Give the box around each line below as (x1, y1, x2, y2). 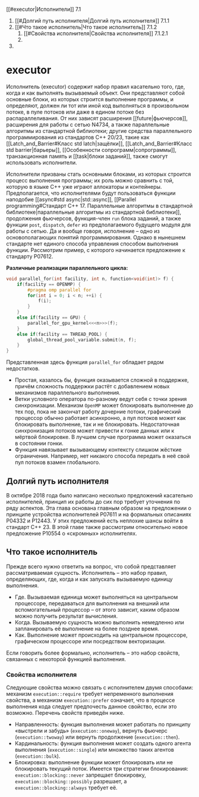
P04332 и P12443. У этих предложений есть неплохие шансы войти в (6, 517, 183, 524)
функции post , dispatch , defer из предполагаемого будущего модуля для (6, 221, 191, 228)
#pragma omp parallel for (27, 287, 92, 293)
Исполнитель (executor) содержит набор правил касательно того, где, (6, 83, 185, 90)
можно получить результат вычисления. (14, 612, 118, 619)
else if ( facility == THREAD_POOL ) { (17, 331, 108, 337)
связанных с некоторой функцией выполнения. (6, 655, 127, 662)
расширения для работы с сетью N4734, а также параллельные (6, 121, 170, 128)
